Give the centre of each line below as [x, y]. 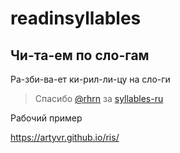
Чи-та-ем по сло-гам [80, 55]
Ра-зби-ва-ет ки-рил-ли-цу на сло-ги [90, 79]
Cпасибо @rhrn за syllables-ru [99, 98]
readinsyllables [76, 18]
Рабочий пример [46, 118]
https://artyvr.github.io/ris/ [65, 137]
